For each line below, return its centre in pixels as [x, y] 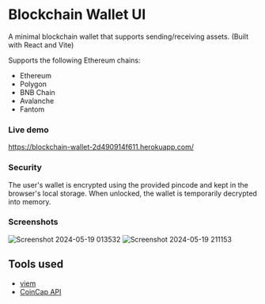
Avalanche [37, 101]
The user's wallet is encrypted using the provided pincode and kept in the [129, 184]
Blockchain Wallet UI [77, 15]
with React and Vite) [41, 44]
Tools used [36, 264]
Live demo [28, 130]
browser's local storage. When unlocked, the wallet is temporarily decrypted [132, 193]
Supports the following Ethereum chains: [74, 60]
